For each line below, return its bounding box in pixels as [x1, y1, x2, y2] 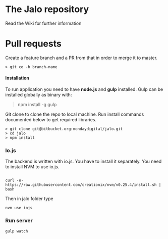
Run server [5, 217, 33, 224]
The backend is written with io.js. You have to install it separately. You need [5, 158, 162, 165]
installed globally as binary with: [5, 92, 72, 98]
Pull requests [5, 38, 62, 50]
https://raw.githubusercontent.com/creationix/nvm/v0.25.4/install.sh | [5, 182, 161, 187]
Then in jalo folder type [5, 196, 54, 202]
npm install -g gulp [17, 102, 57, 108]
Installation [5, 75, 29, 81]
